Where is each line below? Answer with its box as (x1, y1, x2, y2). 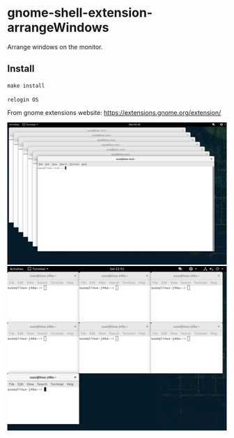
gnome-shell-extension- (7, 5, 153, 21)
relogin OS (7, 96, 39, 103)
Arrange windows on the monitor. (7, 42, 103, 51)
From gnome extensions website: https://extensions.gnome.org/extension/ (7, 108, 221, 116)
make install (7, 82, 45, 89)
